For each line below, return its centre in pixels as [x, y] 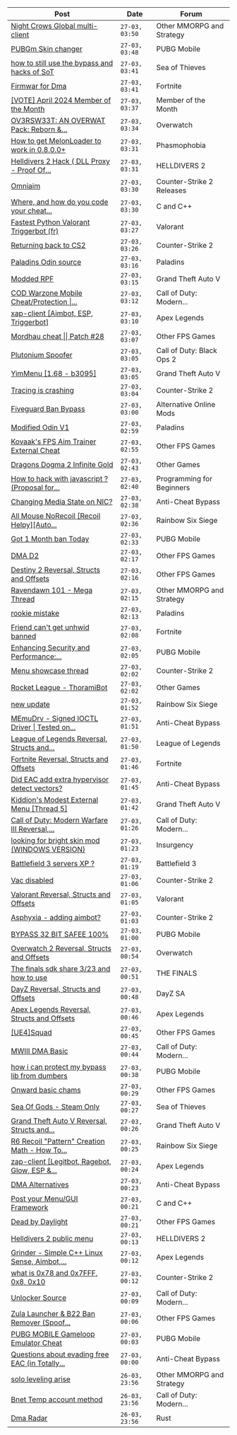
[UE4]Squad [31, 1032]
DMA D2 [25, 556]
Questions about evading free [60, 1354]
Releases [171, 190]
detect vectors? [37, 788]
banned [24, 636]
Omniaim [26, 186]
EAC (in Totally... [38, 1363]
